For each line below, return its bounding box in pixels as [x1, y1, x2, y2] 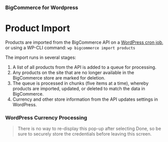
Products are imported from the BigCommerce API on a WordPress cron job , [5, 39, 164, 45]
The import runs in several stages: [5, 54, 77, 60]
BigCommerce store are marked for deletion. [12, 75, 105, 81]
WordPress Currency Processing [5, 114, 87, 121]
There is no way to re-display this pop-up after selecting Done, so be [17, 125, 161, 132]
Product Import [5, 23, 70, 34]
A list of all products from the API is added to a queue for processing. [12, 64, 156, 70]
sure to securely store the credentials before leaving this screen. [17, 131, 152, 137]
